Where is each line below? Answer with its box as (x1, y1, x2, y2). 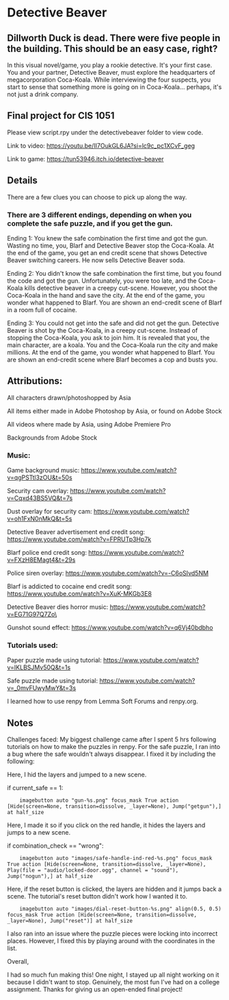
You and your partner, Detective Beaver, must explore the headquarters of (7, 69, 215, 76)
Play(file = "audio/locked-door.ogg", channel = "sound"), (7, 867, 179, 874)
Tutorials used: (7, 640, 58, 650)
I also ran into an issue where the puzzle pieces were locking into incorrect (7, 929, 218, 938)
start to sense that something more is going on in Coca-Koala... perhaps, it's (7, 83, 222, 91)
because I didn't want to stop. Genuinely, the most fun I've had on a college (7, 978, 220, 986)
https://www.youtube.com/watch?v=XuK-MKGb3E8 (7, 590, 152, 598)
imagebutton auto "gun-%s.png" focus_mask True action (19, 797, 179, 804)
